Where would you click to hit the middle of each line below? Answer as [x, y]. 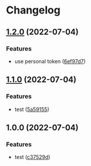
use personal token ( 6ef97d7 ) [50, 61]
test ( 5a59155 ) [32, 109]
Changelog [33, 10]
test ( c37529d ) [32, 157]
